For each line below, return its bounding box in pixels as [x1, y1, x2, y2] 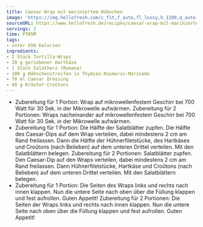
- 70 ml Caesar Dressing [6, 76, 69, 82]
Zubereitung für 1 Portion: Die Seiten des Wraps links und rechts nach [14, 182, 188, 189]
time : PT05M [6, 31, 36, 37]
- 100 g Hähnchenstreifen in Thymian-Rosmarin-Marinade [6, 71, 150, 77]
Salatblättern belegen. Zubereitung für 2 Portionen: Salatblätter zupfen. [14, 150, 193, 157]
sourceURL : [6, 20, 34, 26]
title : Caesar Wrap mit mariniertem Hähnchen [6, 8, 123, 15]
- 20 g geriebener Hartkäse [6, 59, 77, 65]
